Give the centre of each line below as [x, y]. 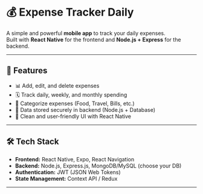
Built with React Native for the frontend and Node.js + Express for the [94, 39]
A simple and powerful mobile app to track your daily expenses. [86, 33]
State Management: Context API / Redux [66, 178]
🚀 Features [27, 71]
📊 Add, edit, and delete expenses [57, 85]
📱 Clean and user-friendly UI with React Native [73, 116]
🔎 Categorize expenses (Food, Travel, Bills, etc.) [75, 103]
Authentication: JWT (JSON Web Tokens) [68, 172]
